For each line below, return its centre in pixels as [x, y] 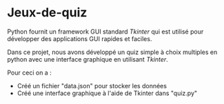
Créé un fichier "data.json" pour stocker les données [92, 86]
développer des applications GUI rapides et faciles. [80, 38]
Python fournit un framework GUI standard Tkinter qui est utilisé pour [105, 31]
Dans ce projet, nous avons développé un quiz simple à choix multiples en [112, 52]
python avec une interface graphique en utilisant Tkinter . [88, 59]
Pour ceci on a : [29, 73]
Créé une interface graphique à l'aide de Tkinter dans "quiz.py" [107, 93]
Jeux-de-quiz [47, 13]
